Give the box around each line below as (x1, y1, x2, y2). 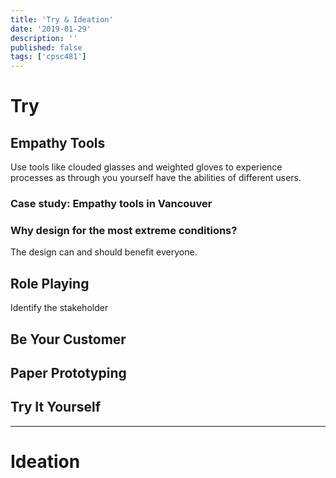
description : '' (10, 33, 78, 43)
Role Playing (10, 275, 90, 292)
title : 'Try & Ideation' (10, 14, 114, 25)
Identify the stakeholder (10, 302, 109, 314)
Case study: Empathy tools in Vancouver (10, 197, 213, 211)
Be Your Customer (10, 331, 127, 348)
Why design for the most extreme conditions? (10, 223, 238, 237)
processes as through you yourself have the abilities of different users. (10, 172, 302, 184)
